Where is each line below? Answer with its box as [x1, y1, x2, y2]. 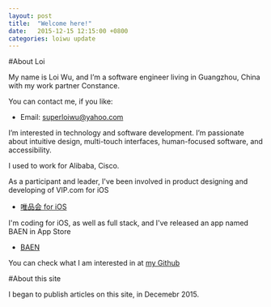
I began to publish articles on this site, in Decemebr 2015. [8, 289, 200, 300]
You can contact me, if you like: [8, 96, 113, 106]
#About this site [8, 274, 61, 284]
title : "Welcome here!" [8, 19, 92, 28]
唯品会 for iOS [19, 202, 67, 211]
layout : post [8, 11, 53, 20]
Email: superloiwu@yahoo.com [19, 113, 124, 122]
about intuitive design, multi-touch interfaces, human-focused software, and [8, 137, 263, 147]
